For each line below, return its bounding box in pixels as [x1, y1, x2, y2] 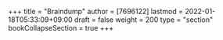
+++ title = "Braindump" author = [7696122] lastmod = [8, 7, 184, 16]
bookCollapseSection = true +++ [8, 24, 114, 32]
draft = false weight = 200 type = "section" [74, 15, 214, 24]
